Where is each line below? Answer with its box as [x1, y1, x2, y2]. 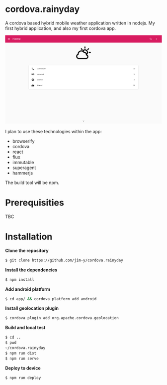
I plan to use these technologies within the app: [5, 128, 102, 134]
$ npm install [5, 277, 35, 282]
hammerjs [12, 170, 33, 176]
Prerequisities [5, 197, 65, 208]
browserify [12, 138, 35, 144]
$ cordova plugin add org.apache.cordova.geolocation [5, 316, 119, 321]
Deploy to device [5, 365, 41, 371]
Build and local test [5, 325, 46, 331]
